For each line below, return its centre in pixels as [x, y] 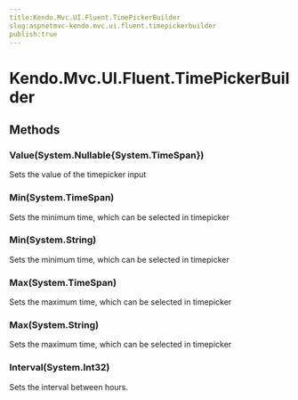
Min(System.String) [53, 240]
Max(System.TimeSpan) [63, 282]
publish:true [33, 34]
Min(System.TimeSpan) [62, 198]
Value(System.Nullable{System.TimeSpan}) [107, 155]
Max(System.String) [54, 325]
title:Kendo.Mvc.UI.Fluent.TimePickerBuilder [95, 17]
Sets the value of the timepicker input [78, 175]
